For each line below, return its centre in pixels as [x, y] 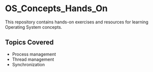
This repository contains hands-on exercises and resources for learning [77, 22]
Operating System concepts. [34, 27]
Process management [34, 54]
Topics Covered [29, 43]
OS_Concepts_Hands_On [56, 9]
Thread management [33, 59]
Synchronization [28, 64]
